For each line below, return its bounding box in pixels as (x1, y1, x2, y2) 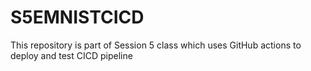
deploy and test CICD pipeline (10, 49, 133, 61)
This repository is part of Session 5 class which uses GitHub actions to (10, 39, 302, 51)
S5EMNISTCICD (10, 6, 145, 29)
